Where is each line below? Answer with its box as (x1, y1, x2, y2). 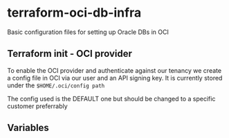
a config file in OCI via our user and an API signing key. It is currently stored (7, 74, 223, 82)
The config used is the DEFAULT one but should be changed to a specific (7, 94, 216, 103)
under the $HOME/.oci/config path (7, 81, 105, 89)
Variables (7, 122, 50, 134)
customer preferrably (7, 102, 68, 110)
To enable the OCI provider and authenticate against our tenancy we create (7, 66, 222, 74)
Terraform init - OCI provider (7, 48, 133, 60)
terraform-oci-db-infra (7, 5, 142, 21)
